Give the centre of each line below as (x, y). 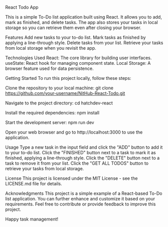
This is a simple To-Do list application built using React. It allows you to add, (83, 17)
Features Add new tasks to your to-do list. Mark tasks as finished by (76, 37)
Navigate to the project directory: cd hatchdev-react (59, 103)
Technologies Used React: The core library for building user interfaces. (78, 58)
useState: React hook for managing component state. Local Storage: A (78, 63)
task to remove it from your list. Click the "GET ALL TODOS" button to (77, 163)
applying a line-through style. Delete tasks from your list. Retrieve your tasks (84, 43)
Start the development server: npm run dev (50, 122)
